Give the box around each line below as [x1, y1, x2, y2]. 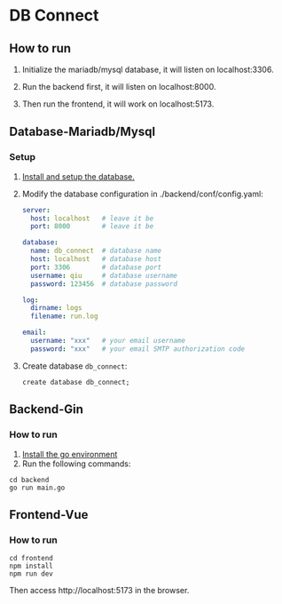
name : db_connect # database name [30, 246, 162, 256]
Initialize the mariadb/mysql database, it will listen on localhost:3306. [21, 64, 274, 75]
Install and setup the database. [21, 171, 136, 182]
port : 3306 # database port [30, 263, 162, 272]
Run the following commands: [21, 458, 131, 469]
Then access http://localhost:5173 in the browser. [9, 585, 190, 596]
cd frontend [9, 554, 53, 563]
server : [21, 205, 51, 214]
